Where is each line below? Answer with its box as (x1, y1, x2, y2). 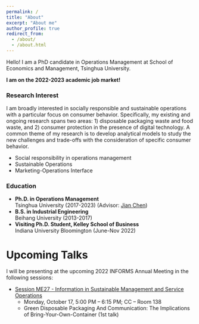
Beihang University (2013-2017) (14, 214, 92, 221)
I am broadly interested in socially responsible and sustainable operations (6, 105, 186, 112)
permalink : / (6, 8, 39, 15)
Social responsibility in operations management (14, 155, 132, 162)
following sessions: (6, 274, 54, 281)
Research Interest (6, 91, 59, 99)
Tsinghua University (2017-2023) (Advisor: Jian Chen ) (14, 202, 148, 209)
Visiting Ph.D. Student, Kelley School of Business (14, 221, 139, 228)
